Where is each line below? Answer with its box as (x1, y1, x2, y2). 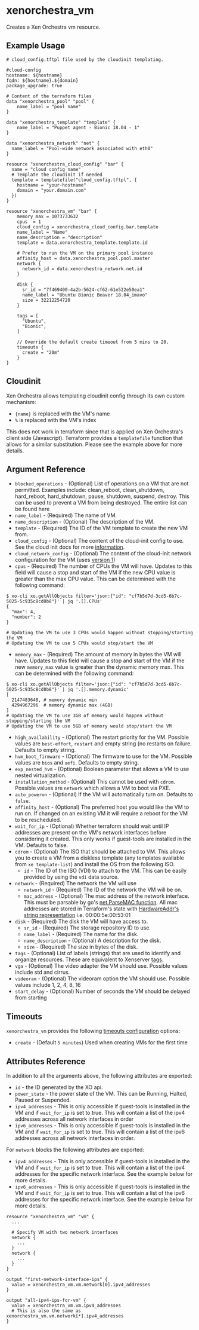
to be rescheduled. (14, 817, 61, 824)
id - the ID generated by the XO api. (14, 1084, 103, 1091)
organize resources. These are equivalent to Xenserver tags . (14, 956, 164, 963)
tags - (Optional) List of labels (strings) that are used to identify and (14, 950, 181, 957)
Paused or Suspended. (14, 1096, 71, 1103)
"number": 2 (11, 614, 42, 620)
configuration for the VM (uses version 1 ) (14, 557, 116, 564)
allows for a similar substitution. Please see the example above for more (6, 441, 183, 448)
